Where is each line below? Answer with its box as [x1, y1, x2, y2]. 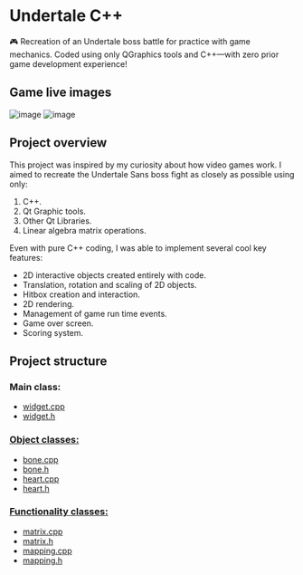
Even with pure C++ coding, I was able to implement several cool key [9, 242, 267, 254]
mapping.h [22, 554, 63, 566]
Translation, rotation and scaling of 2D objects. [22, 279, 197, 290]
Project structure [9, 353, 108, 369]
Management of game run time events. [22, 308, 167, 319]
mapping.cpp [22, 545, 72, 556]
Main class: [9, 380, 62, 393]
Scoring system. [22, 327, 84, 338]
